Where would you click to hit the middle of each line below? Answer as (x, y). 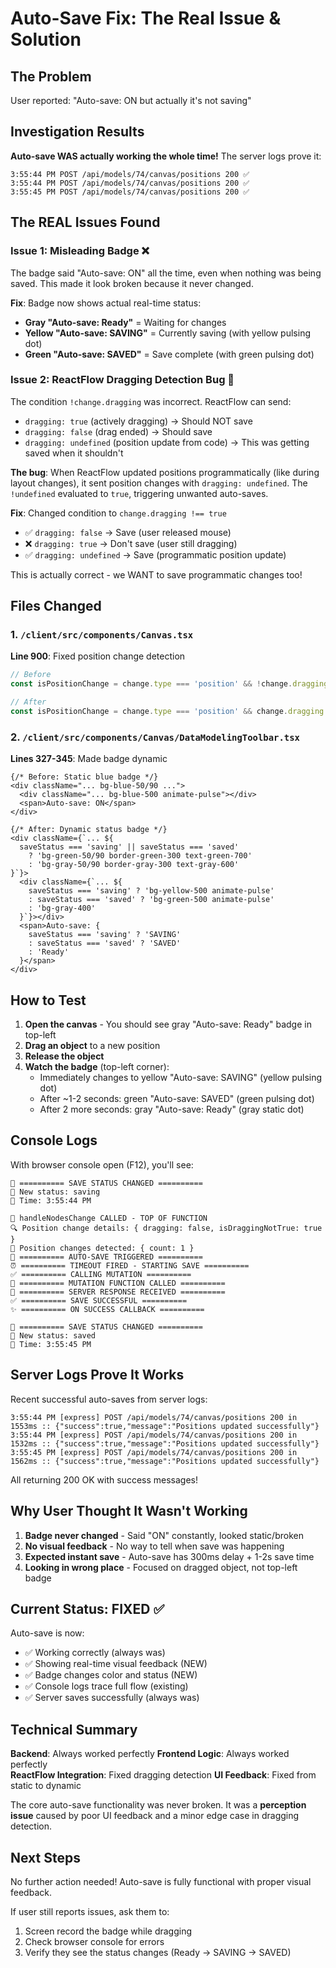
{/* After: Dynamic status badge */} (89, 830)
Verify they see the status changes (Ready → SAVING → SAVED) (158, 1952)
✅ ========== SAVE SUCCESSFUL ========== (99, 1300)
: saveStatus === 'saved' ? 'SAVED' (105, 943)
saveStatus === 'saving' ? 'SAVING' (105, 935)
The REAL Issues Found (85, 222)
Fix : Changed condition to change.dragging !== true (118, 513)
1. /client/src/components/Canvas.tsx (102, 635)
